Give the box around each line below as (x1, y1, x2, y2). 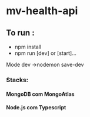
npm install (14, 43, 42, 50)
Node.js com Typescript (6, 104, 66, 111)
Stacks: (6, 76, 29, 84)
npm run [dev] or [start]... (14, 50, 76, 57)
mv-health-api (6, 4, 78, 18)
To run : (6, 28, 35, 38)
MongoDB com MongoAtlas (6, 90, 75, 97)
